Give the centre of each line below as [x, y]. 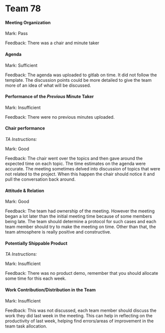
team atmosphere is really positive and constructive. [58, 232]
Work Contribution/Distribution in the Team [50, 290]
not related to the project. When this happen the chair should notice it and [80, 174]
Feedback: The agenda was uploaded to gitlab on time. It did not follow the [81, 75]
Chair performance [25, 128]
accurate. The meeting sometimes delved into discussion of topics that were [83, 169]
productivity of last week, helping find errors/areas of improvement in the [80, 321]
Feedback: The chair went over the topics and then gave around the [74, 158]
